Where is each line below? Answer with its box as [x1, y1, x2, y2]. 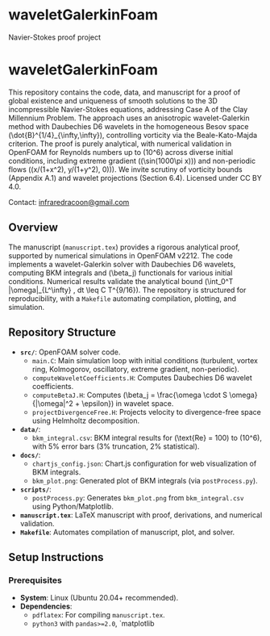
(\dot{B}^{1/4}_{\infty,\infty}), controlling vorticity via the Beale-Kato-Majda [8, 130, 258, 140]
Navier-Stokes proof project [8, 32, 102, 42]
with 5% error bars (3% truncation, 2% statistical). [31, 441, 200, 451]
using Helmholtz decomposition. [31, 416, 139, 425]
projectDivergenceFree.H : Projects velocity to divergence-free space [31, 407, 262, 416]
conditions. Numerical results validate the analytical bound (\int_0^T [8, 276, 234, 286]
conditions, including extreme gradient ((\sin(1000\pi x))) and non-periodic [8, 156, 256, 165]
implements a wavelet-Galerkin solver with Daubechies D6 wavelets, [8, 259, 236, 269]
